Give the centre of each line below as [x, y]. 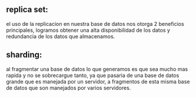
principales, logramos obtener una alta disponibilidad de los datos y [88, 30]
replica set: [27, 10]
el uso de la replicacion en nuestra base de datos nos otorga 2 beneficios [95, 24]
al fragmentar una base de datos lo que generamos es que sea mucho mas [97, 69]
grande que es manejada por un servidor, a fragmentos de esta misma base [98, 81]
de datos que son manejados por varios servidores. [69, 88]
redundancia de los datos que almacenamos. [61, 36]
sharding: [24, 55]
